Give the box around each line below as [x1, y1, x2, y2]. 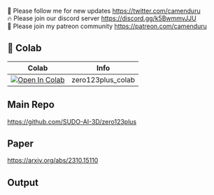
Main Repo [7, 99, 55, 111]
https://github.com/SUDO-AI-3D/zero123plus [7, 117, 137, 126]
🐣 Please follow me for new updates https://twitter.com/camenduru [7, 7, 201, 15]
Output [7, 176, 38, 189]
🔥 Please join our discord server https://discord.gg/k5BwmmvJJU [7, 14, 197, 22]
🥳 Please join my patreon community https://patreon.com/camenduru [7, 22, 208, 30]
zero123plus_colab [71, 74, 135, 84]
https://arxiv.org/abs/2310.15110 [7, 156, 99, 165]
